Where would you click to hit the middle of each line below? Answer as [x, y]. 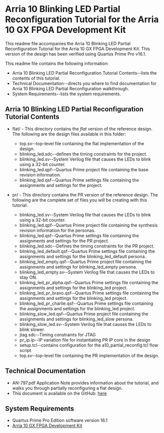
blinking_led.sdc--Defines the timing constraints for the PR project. [87, 246]
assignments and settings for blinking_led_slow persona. [76, 319]
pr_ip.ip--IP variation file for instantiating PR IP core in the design [85, 340]
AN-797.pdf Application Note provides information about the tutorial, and [85, 383]
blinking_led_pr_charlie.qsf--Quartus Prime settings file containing [86, 303]
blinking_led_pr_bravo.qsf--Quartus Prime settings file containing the [89, 293]
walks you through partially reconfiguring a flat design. [67, 388]
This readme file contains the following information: [57, 63]
